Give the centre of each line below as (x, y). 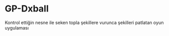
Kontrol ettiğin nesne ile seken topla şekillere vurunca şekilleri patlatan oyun (84, 22)
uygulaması (17, 27)
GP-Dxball (27, 9)
